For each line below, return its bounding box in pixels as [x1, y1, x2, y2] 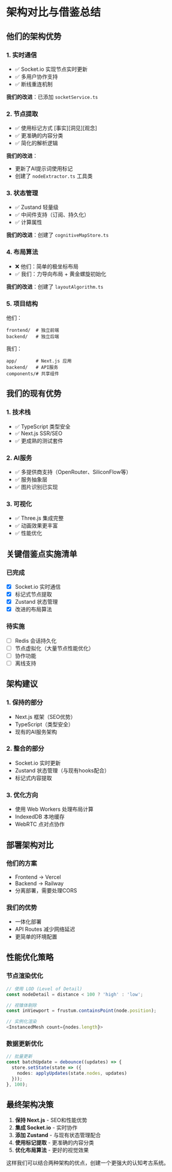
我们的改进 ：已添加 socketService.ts [6, 93, 98, 100]
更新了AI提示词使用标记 [14, 165, 73, 172]
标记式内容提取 [14, 774, 52, 781]
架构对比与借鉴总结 [6, 5, 101, 19]
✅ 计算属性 [14, 218, 43, 226]
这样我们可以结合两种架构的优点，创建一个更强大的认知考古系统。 [6, 1159, 169, 1167]
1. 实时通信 [6, 50, 37, 59]
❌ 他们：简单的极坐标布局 [14, 262, 79, 270]
